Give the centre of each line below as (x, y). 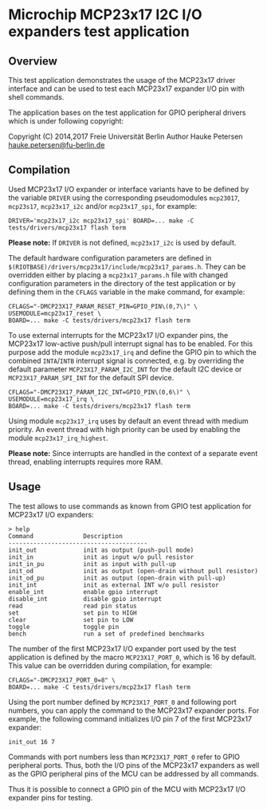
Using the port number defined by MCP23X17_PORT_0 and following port (122, 702)
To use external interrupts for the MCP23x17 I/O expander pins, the (118, 335)
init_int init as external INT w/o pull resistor (114, 585)
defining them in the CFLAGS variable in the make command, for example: (127, 292)
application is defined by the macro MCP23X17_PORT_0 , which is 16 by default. (132, 657)
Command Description (66, 536)
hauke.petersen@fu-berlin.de (57, 145)
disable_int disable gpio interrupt (85, 599)
